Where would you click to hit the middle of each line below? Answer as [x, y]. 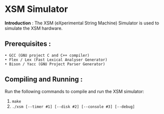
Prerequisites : [28, 44]
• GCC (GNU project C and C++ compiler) [47, 55]
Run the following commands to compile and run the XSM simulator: [75, 91]
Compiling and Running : [44, 79]
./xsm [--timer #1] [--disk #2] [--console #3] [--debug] [73, 107]
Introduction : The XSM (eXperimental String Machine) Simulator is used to [82, 23]
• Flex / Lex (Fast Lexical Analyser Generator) [56, 60]
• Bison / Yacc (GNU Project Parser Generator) [55, 64]
